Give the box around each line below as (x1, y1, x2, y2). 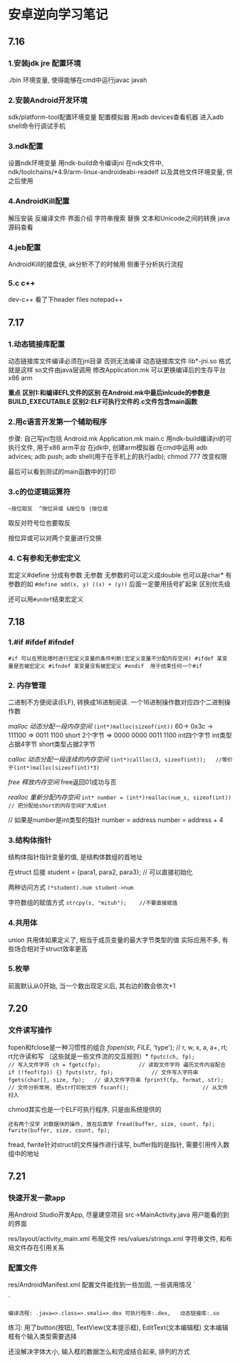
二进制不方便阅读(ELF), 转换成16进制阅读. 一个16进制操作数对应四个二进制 (8, 697, 225, 706)
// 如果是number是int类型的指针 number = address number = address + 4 (8, 815, 224, 824)
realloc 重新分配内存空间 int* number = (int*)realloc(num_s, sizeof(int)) (8, 793, 232, 801)
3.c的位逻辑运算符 (8, 487, 71, 497)
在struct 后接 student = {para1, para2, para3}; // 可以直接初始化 (8, 868, 193, 876)
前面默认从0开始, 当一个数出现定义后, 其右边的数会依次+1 (8, 981, 176, 990)
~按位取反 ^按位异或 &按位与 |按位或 (8, 505, 108, 512)
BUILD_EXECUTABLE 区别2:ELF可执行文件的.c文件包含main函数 (8, 397, 198, 406)
